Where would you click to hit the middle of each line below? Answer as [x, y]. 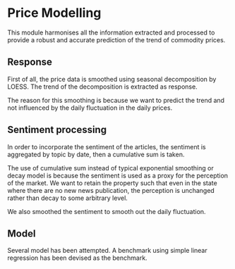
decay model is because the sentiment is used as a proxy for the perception [117, 175]
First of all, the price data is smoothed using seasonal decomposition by [112, 79]
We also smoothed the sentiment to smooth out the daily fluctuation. [107, 211]
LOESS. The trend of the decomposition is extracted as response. [102, 87]
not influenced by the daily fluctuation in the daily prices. [90, 108]
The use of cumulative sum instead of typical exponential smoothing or [110, 168]
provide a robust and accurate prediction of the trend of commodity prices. [116, 39]
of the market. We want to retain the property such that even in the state [112, 183]
